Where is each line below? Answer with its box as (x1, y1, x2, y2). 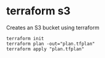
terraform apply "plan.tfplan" (6, 46, 85, 52)
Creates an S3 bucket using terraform (6, 24, 100, 31)
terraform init (6, 35, 44, 41)
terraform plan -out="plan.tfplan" (6, 41, 95, 47)
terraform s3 (6, 4, 71, 18)
